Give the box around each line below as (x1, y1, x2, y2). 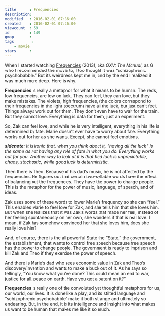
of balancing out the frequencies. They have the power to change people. (5, 178, 155, 185)
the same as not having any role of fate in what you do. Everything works (5, 148, 155, 154)
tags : (5, 39, 34, 44)
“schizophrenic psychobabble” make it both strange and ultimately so (5, 295, 146, 301)
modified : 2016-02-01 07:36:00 (5, 16, 76, 21)
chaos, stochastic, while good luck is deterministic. (5, 159, 109, 165)
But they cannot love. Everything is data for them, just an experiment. (5, 113, 146, 119)
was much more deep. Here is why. (5, 77, 77, 84)
